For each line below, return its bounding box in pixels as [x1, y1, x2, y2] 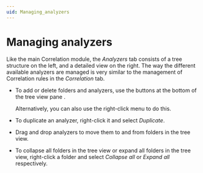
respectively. [15, 160, 48, 167]
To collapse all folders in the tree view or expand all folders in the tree [15, 147, 191, 154]
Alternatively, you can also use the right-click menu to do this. [15, 105, 171, 112]
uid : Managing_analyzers [6, 9, 70, 15]
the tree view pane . [15, 93, 66, 101]
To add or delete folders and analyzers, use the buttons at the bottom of [15, 86, 197, 94]
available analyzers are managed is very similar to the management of [6, 68, 183, 76]
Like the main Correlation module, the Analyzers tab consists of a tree [6, 55, 182, 63]
